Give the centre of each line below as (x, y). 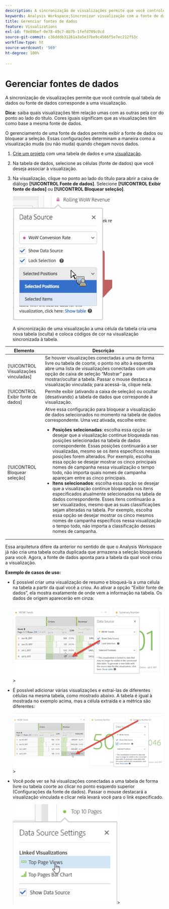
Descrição (103, 350)
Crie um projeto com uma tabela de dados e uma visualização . (77, 154)
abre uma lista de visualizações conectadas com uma (100, 369)
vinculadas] (19, 377)
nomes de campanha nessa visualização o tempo (104, 467)
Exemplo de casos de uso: (33, 573)
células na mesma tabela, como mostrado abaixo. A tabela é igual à (82, 696)
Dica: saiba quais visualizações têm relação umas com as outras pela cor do (84, 113)
